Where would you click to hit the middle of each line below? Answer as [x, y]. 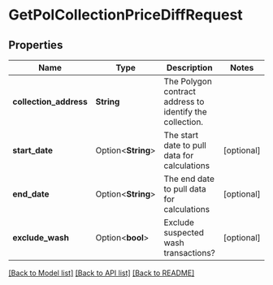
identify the [185, 112]
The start [181, 135]
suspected [184, 233]
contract [180, 91]
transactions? [189, 253]
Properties [36, 45]
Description [189, 68]
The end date [189, 179]
